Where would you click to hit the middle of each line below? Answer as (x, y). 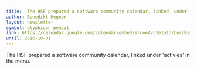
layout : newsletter (30, 22)
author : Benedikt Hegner (36, 17)
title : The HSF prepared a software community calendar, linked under (97, 11)
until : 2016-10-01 (28, 38)
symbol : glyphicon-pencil (38, 28)
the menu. (18, 61)
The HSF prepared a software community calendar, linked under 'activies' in (98, 55)
